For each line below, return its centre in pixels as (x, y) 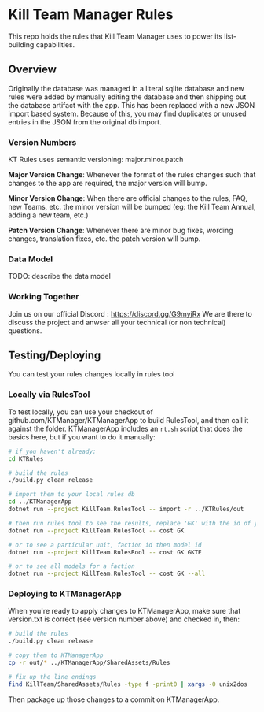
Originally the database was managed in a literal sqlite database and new (126, 88)
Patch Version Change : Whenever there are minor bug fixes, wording (121, 231)
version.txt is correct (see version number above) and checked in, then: (124, 619)
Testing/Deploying (55, 356)
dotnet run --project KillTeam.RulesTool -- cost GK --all (107, 574)
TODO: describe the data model (60, 276)
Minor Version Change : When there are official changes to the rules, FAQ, (128, 198)
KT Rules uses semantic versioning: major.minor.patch (96, 160)
